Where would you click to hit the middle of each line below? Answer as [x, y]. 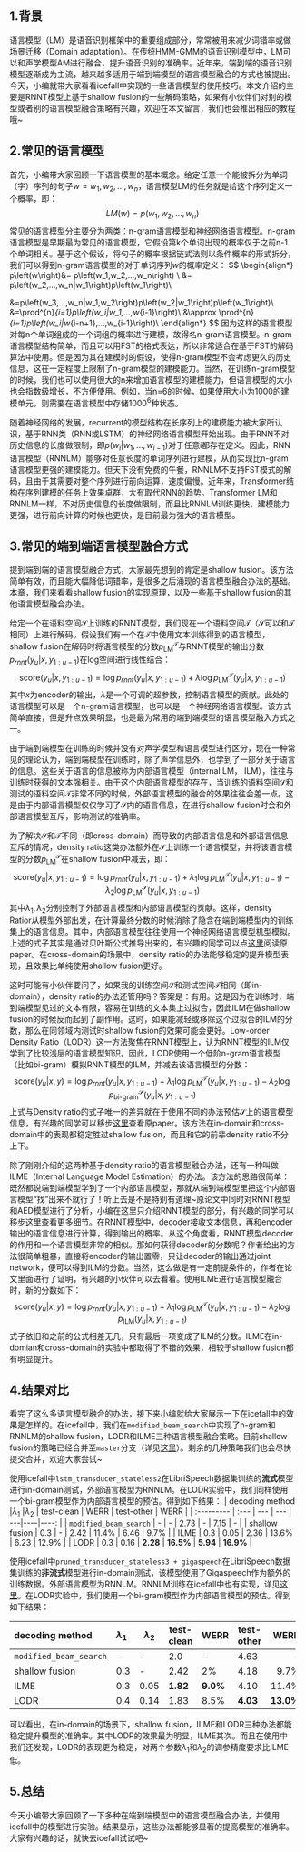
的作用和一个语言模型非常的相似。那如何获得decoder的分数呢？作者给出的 [148, 1245]
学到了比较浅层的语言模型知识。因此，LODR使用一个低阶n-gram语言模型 [145, 1054]
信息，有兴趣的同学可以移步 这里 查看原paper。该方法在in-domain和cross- [147, 1123]
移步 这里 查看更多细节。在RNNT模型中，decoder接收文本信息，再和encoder [151, 1222]
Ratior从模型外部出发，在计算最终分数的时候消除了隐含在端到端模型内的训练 [152, 920]
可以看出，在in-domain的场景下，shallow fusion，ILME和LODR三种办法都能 [151, 1725]
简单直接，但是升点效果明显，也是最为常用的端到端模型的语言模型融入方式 [148, 717]
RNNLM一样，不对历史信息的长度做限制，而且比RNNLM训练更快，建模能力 [150, 504]
